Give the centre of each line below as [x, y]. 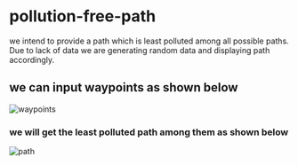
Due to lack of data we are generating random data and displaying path [140, 50]
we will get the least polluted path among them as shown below [149, 132]
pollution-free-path [83, 16]
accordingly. [32, 59]
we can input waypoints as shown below [124, 87]
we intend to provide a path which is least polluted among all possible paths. [149, 41]
